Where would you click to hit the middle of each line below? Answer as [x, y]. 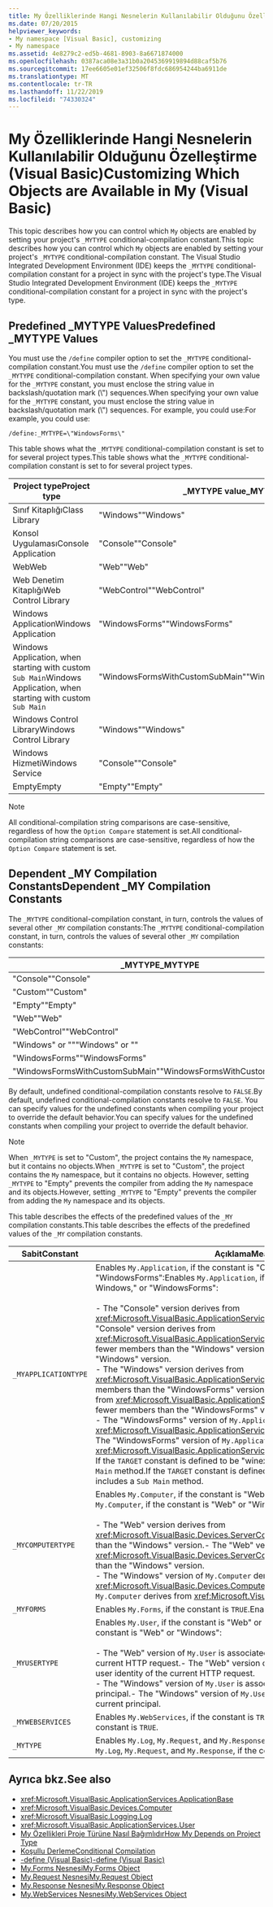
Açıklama [233, 1254]
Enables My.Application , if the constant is [175, 1268]
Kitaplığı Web [37, 590]
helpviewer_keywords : [45, 31]
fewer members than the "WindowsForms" [177, 1410]
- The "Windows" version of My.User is [169, 1683]
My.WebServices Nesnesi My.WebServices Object [103, 1894]
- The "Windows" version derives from [170, 1369]
